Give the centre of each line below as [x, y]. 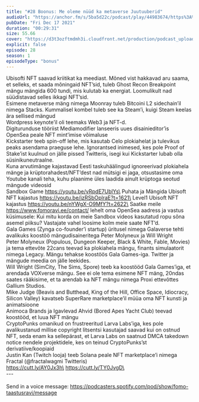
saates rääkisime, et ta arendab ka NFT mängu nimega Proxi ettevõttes [92, 279]
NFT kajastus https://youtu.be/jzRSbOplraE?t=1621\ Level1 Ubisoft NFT [92, 197]
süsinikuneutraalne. [30, 160]
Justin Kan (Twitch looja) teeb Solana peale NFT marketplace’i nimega [92, 355]
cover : [14, 39]
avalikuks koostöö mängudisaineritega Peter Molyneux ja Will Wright [90, 235]
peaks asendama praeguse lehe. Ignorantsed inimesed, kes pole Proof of [95, 147]
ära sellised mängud [31, 115]
